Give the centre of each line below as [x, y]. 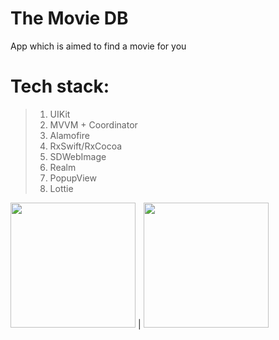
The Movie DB [69, 18]
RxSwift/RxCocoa [86, 146]
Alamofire [69, 135]
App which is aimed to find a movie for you [98, 46]
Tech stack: [60, 86]
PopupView [73, 178]
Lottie [61, 188]
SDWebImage [78, 156]
